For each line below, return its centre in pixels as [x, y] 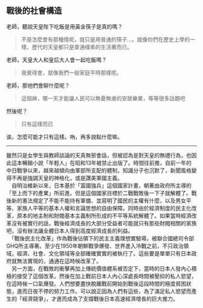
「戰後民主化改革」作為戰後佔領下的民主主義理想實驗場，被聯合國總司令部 [103, 238]
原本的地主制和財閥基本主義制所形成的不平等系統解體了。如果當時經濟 [104, 216]
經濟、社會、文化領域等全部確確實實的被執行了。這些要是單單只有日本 [104, 253]
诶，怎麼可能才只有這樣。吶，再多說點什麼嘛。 [64, 136]
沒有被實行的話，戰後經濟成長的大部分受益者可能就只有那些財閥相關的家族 [104, 223]
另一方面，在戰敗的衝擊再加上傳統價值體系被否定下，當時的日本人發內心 [101, 268]
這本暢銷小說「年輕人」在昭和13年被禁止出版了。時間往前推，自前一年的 [101, 162]
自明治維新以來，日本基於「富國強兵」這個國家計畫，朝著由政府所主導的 [101, 185]
